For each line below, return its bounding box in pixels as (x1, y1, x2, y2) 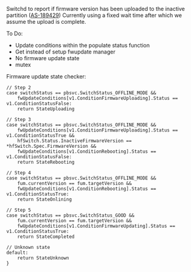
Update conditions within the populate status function (15, 42, 150, 49)
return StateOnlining (17, 197, 72, 203)
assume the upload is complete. (6, 18, 86, 25)
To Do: (6, 30, 23, 37)
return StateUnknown (17, 255, 69, 261)
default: (6, 249, 29, 256)
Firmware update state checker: (6, 73, 86, 80)
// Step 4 (6, 170, 32, 176)
